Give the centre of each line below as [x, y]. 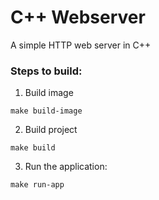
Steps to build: [46, 71]
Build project [51, 130]
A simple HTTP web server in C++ [81, 45]
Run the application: [66, 167]
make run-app [37, 185]
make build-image [46, 111]
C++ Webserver [78, 17]
